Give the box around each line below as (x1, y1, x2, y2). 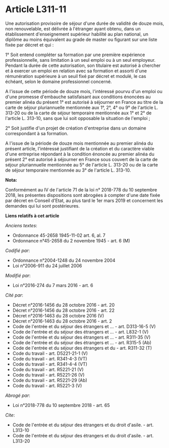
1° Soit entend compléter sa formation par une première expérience (5, 52, 145, 58)
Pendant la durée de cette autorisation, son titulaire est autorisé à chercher (5, 62, 161, 68)
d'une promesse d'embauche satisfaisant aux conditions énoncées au (5, 94, 151, 100)
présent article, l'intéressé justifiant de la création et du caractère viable (5, 145, 155, 151)
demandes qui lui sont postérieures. (5, 202, 80, 209)
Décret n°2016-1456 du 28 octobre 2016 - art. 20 (12, 302, 115, 308)
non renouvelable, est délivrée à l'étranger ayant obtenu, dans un (5, 25, 141, 31)
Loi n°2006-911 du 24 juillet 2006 (12, 262, 82, 269)
